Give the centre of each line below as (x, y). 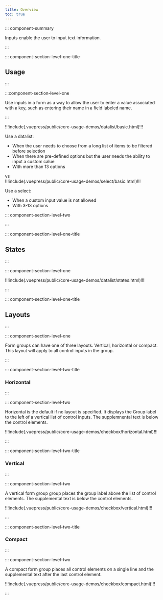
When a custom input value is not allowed (54, 200)
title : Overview (22, 10)
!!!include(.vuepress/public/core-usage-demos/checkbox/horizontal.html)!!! (81, 432)
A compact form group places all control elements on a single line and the (80, 569)
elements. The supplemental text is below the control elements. (69, 498)
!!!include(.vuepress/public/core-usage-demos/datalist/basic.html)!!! (74, 127)
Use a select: (18, 191)
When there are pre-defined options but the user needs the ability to (81, 156)
